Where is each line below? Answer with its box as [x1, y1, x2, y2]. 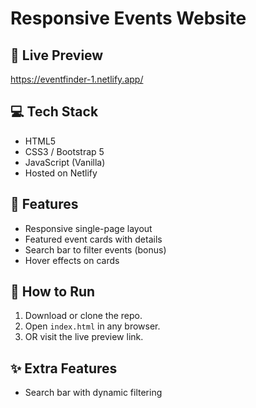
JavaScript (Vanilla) [24, 156, 106, 168]
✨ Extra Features [10, 360, 118, 377]
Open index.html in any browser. [24, 320, 161, 332]
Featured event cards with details [24, 233, 163, 245]
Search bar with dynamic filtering [24, 387, 163, 399]
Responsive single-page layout [24, 222, 153, 234]
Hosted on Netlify [24, 167, 98, 179]
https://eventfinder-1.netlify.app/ [10, 73, 144, 85]
